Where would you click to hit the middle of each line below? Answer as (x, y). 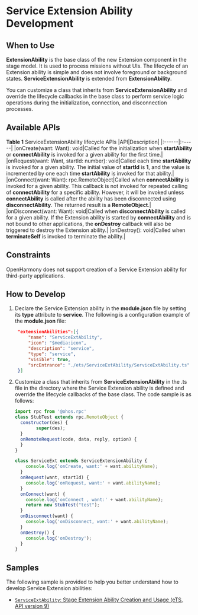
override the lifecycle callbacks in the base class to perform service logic (95, 96)
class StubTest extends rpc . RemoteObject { (69, 417)
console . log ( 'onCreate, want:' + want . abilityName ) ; (92, 467)
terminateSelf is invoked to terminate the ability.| (66, 236)
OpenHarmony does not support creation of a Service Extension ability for (97, 269)
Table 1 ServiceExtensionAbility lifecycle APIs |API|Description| (83, 142)
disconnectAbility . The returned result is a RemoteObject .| (79, 205)
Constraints (28, 255)
